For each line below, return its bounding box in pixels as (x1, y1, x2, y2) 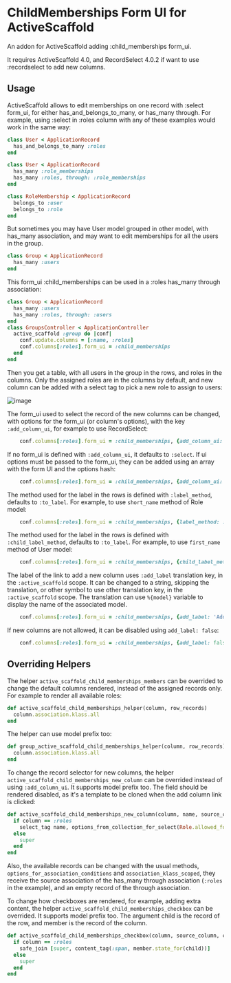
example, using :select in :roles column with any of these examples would (7, 116, 216, 124)
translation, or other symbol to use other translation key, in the (7, 586, 184, 594)
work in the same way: (7, 122, 71, 131)
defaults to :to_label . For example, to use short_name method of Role (7, 497, 203, 506)
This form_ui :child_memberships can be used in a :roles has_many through (7, 278, 221, 286)
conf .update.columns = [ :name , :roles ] (19, 337, 134, 344)
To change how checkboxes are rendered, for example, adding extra (7, 897, 201, 905)
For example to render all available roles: (7, 691, 122, 700)
